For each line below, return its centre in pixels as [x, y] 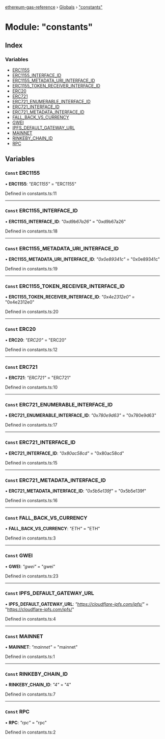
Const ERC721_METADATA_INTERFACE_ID [55, 480]
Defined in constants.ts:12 [31, 350]
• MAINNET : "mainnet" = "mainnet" [41, 647]
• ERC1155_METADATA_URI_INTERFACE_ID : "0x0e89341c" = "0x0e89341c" [82, 259]
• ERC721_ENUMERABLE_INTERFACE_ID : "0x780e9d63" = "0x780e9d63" [81, 415]
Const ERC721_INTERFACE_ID [41, 442]
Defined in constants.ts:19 [31, 269]
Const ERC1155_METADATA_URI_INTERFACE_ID [62, 248]
